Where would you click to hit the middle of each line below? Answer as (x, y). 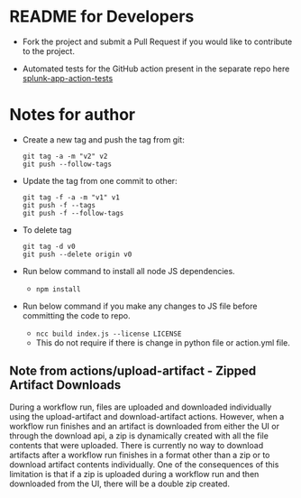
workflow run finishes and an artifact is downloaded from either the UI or (144, 426)
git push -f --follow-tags (73, 213)
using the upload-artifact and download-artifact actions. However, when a (147, 416)
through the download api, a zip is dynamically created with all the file (139, 436)
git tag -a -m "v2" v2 (65, 156)
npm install (58, 289)
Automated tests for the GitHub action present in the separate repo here (156, 69)
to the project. (48, 51)
